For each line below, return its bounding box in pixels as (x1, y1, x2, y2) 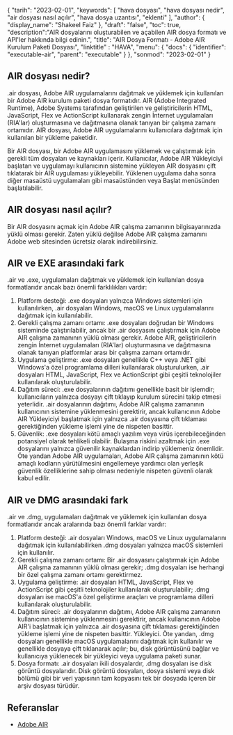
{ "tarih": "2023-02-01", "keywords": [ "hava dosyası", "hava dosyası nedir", (7, 6, 225, 14)
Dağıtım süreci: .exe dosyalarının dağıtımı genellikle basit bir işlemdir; (17, 386, 215, 394)
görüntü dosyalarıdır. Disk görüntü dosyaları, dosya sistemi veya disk (17, 667, 215, 675)
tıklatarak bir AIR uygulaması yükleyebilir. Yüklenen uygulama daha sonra (7, 168, 216, 177)
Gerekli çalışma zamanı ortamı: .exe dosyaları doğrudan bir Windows (17, 319, 214, 327)
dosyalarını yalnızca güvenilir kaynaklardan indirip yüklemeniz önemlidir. (17, 445, 225, 453)
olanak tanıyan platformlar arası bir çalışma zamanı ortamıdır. (17, 348, 192, 357)
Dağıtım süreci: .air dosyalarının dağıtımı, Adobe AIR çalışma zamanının (17, 608, 220, 616)
